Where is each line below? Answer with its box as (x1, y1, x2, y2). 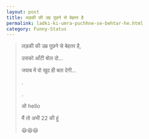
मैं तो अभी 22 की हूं (21, 115, 59, 122)
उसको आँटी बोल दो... (21, 55, 64, 62)
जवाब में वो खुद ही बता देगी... (21, 67, 76, 74)
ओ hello (21, 103, 41, 110)
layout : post (6, 8, 40, 15)
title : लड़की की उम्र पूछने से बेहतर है (6, 15, 84, 21)
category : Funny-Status (6, 25, 67, 32)
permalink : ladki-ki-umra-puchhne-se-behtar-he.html (6, 20, 144, 26)
